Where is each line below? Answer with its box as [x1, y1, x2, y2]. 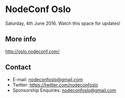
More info [5, 35, 36, 43]
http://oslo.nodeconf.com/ [5, 48, 59, 54]
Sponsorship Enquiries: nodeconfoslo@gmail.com [12, 87, 116, 93]
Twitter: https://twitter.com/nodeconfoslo [12, 82, 98, 88]
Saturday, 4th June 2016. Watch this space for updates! [5, 20, 120, 26]
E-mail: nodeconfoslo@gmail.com [12, 76, 83, 82]
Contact [5, 63, 31, 72]
